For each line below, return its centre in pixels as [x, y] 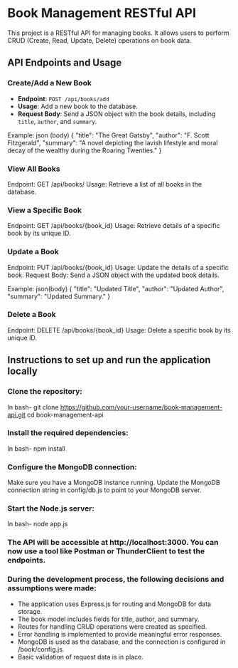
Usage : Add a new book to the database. [78, 106]
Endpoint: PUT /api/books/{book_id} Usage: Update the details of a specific [118, 267]
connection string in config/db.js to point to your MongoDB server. [104, 490]
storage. [30, 611]
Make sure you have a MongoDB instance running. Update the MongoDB [114, 483]
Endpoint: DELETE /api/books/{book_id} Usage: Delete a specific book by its [119, 330]
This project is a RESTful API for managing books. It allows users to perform [118, 33]
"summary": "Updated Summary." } [59, 296]
